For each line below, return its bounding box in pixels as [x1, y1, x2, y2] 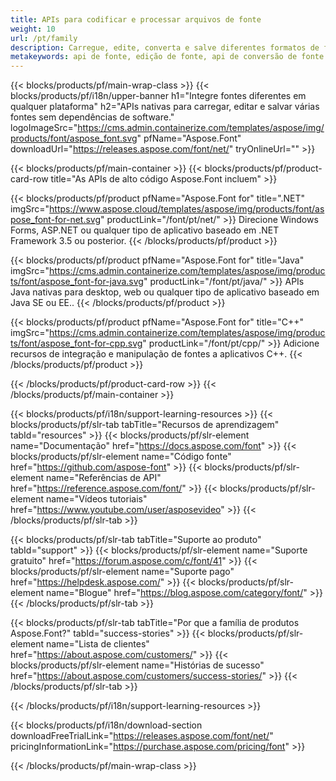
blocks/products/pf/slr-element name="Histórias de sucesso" [10, 659, 265, 671]
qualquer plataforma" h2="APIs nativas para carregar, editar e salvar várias [10, 101, 320, 113]
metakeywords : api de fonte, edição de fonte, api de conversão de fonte [10, 52, 325, 62]
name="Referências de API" [45, 472, 162, 484]
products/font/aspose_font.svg [10, 132, 138, 145]
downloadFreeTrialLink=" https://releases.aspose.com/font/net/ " [10, 730, 274, 742]
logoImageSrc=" [10, 122, 78, 134]
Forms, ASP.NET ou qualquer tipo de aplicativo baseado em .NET [10, 224, 280, 236]
